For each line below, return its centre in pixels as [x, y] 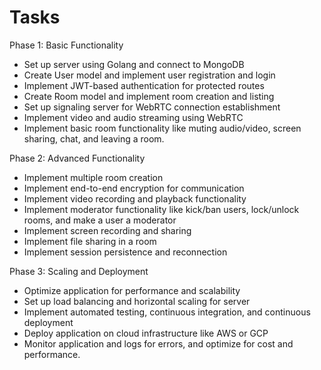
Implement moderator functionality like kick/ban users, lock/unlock [161, 209]
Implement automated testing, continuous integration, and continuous [167, 312]
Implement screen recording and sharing [107, 230]
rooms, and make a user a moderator [100, 220]
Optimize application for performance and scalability [132, 290]
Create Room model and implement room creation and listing [149, 96]
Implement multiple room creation [93, 177]
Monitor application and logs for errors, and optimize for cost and [158, 343]
